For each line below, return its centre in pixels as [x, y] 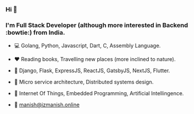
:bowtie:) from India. [35, 32]
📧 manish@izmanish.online [47, 105]
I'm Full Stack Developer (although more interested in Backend [97, 25]
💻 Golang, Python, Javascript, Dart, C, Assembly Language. [87, 46]
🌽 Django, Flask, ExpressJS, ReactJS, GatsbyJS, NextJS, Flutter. [92, 71]
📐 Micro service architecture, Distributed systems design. [84, 82]
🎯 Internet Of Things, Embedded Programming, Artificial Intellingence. [99, 93]
